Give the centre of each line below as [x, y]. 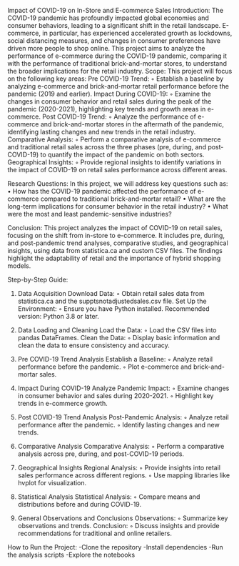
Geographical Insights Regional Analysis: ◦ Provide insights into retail [119, 468]
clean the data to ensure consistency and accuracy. [93, 345]
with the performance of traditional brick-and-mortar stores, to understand [117, 63]
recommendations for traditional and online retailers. [95, 533]
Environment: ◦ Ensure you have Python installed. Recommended [113, 309]
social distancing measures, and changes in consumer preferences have [114, 41]
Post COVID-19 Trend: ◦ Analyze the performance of [119, 116]
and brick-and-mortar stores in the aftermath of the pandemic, [132, 124]
